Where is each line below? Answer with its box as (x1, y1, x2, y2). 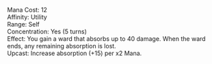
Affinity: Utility (7, 13, 48, 21)
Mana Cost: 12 (7, 6, 48, 14)
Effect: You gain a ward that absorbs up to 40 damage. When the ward (7, 35, 207, 43)
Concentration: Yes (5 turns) (7, 27, 88, 35)
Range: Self (7, 20, 40, 28)
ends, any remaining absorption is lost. (7, 42, 116, 50)
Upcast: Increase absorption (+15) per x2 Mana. (7, 49, 142, 57)
